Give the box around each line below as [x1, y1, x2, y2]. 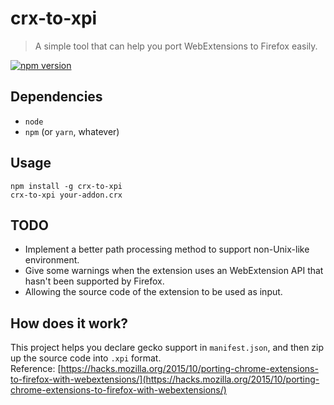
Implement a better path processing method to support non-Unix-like [24, 243, 310, 256]
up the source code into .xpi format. [10, 352, 162, 364]
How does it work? [10, 315, 129, 332]
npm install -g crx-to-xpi [10, 181, 123, 191]
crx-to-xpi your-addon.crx [10, 190, 123, 200]
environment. [24, 254, 80, 266]
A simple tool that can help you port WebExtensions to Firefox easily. [34, 40, 318, 52]
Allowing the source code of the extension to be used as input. [24, 286, 283, 298]
